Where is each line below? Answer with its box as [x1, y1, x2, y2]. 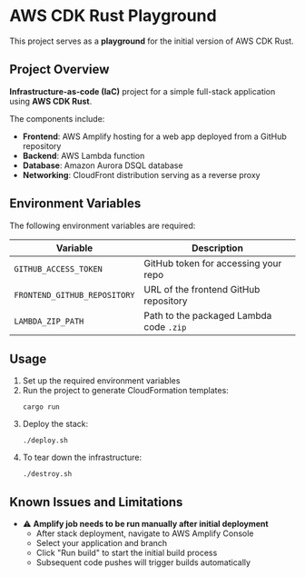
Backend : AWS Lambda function [22, 150, 145, 161]
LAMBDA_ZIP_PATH [14, 315, 84, 326]
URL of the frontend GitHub [143, 283, 261, 295]
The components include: [9, 113, 105, 124]
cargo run [22, 403, 61, 412]
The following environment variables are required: [9, 220, 196, 231]
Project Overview [9, 62, 110, 77]
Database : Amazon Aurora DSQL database [22, 160, 183, 171]
